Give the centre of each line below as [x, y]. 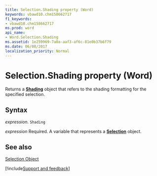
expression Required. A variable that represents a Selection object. [73, 132]
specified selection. [25, 94]
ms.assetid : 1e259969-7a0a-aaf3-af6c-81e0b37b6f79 [58, 42]
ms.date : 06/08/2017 [26, 46]
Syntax [16, 110]
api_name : [15, 33]
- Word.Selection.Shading [32, 38]
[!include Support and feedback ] [38, 169]
